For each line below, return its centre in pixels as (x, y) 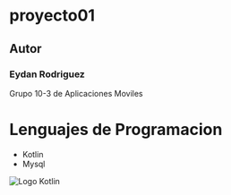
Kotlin (33, 154)
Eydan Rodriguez (47, 74)
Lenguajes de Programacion (116, 130)
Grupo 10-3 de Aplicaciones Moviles (76, 93)
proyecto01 (52, 16)
